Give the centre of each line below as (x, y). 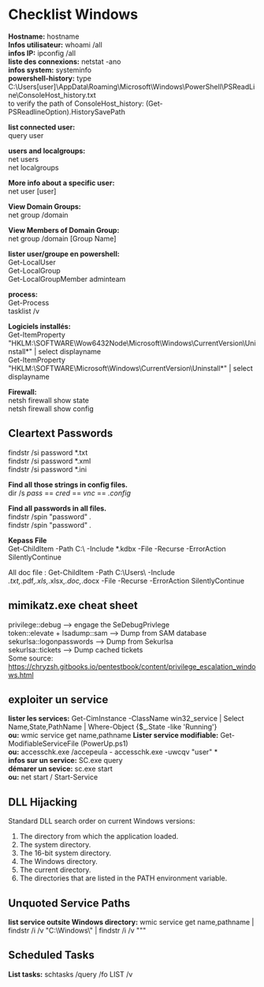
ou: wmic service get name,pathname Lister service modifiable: (113, 735)
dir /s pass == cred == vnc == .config (70, 493)
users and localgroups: (47, 151)
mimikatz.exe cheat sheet (73, 606)
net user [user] (32, 191)
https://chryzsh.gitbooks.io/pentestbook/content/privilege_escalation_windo (132, 666)
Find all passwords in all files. (58, 508)
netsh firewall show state (48, 400)
